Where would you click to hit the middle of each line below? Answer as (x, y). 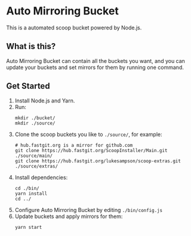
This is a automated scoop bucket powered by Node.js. (74, 28)
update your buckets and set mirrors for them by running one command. (95, 67)
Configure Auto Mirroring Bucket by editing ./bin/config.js (89, 210)
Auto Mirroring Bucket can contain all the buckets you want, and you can (95, 60)
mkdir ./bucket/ (35, 118)
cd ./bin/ (27, 188)
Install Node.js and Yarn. (45, 101)
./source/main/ (34, 156)
